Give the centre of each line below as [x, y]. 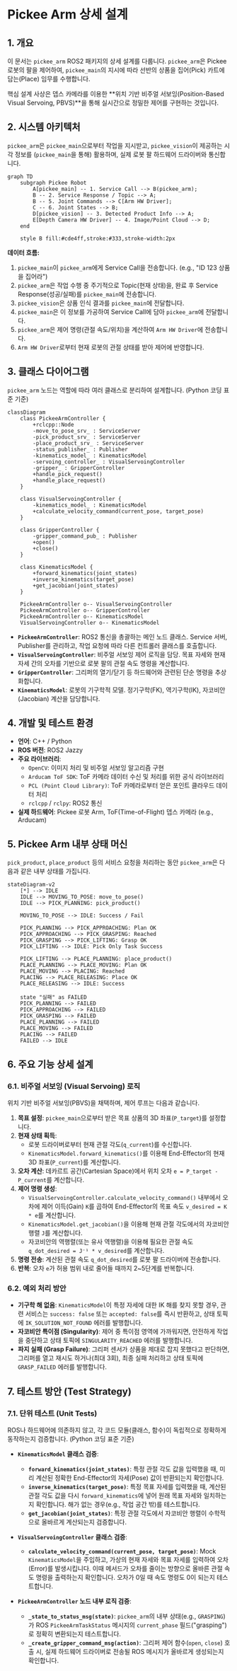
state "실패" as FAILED [53, 998]
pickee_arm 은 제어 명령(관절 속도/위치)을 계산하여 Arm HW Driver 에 [110, 329]
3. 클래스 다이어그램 [48, 372]
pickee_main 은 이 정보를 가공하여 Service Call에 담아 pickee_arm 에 [111, 311]
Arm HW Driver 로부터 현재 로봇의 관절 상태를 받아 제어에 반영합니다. [111, 347]
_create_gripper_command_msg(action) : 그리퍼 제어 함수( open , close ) [125, 1643]
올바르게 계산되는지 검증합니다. [84, 1522]
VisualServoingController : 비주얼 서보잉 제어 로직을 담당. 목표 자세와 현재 [121, 654]
